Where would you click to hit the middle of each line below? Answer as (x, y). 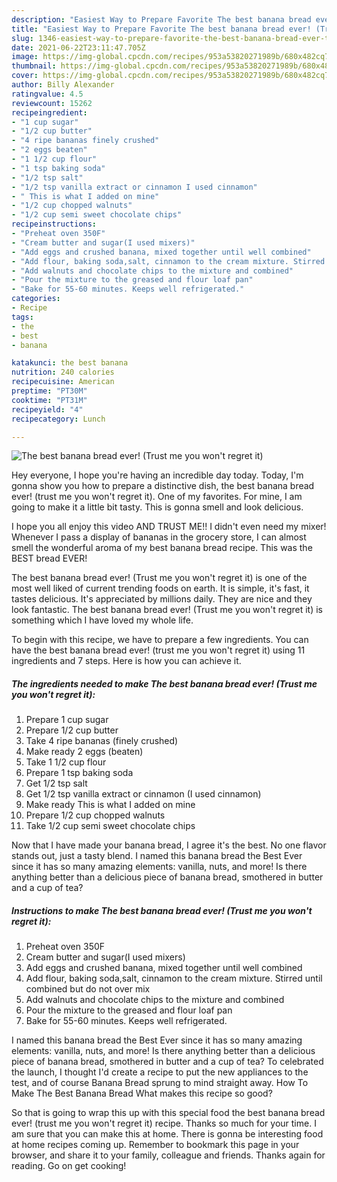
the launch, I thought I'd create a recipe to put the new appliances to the (160, 1072)
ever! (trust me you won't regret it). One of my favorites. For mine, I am (157, 497)
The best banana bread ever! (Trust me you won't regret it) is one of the (159, 578)
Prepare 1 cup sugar (67, 720)
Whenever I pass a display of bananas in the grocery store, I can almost (159, 537)
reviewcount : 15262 (52, 103)
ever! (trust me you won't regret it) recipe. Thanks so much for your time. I (164, 1123)
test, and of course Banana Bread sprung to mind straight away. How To (160, 1083)
